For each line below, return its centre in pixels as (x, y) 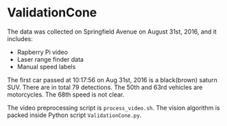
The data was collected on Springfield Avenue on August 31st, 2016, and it (112, 32)
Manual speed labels (46, 66)
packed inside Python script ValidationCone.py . (74, 115)
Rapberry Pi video (43, 52)
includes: (20, 38)
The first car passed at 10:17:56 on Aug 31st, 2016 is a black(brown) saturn (112, 79)
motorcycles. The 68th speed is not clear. (66, 94)
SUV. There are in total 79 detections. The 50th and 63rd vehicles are (105, 87)
